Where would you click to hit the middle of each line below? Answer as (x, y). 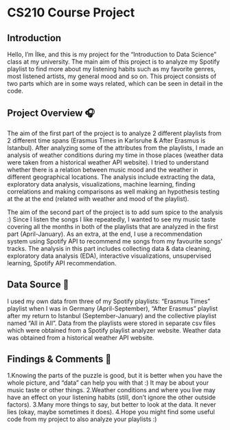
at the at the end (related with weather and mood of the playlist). (98, 199)
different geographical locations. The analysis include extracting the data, (111, 177)
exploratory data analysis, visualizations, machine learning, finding (101, 184)
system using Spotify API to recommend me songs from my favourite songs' (115, 241)
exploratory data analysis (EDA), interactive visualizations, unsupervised (109, 256)
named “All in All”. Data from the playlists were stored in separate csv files (112, 323)
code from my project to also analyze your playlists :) (82, 419)
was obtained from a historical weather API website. (81, 337)
